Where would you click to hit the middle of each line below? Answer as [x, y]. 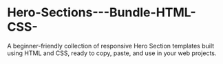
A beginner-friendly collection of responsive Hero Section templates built [111, 46]
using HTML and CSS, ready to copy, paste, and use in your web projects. [112, 53]
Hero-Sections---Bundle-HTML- [102, 13]
